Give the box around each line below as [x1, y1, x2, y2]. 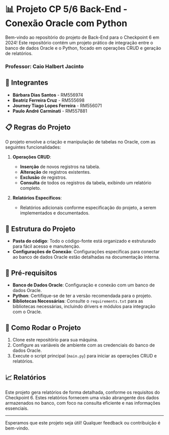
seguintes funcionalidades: [5, 144, 61, 151]
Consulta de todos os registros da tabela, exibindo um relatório [20, 180, 152, 186]
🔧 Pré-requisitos [5, 268, 57, 277]
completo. [20, 185, 41, 191]
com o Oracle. [12, 309, 42, 315]
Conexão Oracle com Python [5, 18, 127, 29]
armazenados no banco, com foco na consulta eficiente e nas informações [5, 400, 160, 406]
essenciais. [5, 405, 29, 411]
